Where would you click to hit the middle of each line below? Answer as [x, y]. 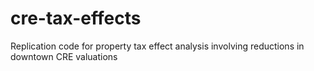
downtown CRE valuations [64, 56]
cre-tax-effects [76, 18]
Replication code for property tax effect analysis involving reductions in [157, 46]
